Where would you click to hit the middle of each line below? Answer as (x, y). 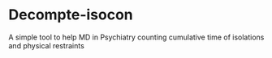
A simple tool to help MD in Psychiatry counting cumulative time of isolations (136, 37)
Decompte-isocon (71, 15)
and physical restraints (47, 45)
